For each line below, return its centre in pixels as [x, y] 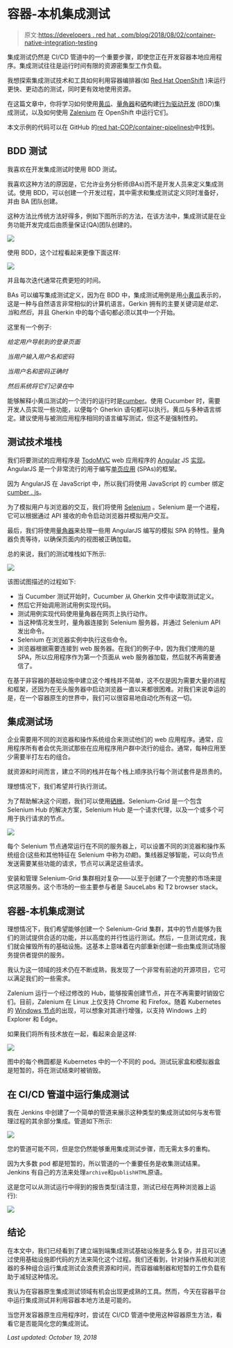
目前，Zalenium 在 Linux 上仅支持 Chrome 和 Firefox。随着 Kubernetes [120, 1002]
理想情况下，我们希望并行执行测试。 [59, 786]
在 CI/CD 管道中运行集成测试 [68, 1094]
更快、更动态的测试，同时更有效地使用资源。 [71, 89]
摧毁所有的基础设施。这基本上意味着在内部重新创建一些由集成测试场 [122, 946]
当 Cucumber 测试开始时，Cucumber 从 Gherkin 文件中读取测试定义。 [118, 596]
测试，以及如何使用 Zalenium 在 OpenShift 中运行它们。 [92, 112]
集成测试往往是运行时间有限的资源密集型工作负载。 [92, 65]
